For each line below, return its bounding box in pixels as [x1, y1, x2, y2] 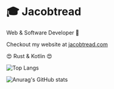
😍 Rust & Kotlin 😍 [6, 52, 53, 59]
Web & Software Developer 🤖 [6, 28, 79, 36]
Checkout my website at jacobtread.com [6, 41, 108, 48]
